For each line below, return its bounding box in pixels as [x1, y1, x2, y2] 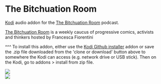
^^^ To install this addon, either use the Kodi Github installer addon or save [5, 43, 155, 49]
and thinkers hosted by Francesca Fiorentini [5, 34, 94, 40]
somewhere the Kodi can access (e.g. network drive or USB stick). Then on [5, 54, 157, 60]
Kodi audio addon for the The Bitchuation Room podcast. [5, 20, 120, 25]
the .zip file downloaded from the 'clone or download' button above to [5, 49, 146, 55]
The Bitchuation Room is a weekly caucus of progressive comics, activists [5, 29, 154, 35]
